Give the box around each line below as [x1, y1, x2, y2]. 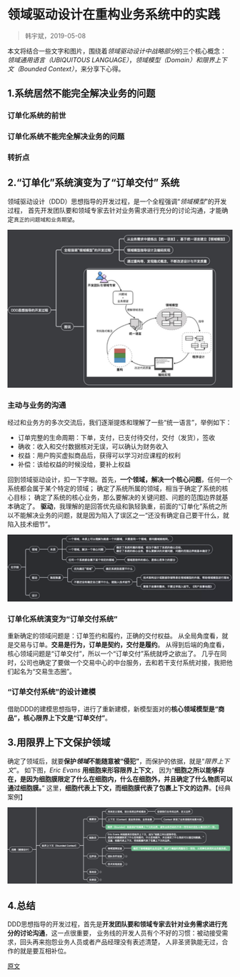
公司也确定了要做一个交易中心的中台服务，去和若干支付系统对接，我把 [19, 658, 226, 667]
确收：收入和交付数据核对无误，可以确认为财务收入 [17, 442, 169, 451]
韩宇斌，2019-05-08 [24, 31, 86, 40]
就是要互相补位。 [19, 947, 70, 956]
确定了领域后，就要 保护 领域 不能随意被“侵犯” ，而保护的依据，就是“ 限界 [7, 756, 218, 765]
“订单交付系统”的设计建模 [7, 687, 96, 697]
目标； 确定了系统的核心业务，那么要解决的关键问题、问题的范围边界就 [13, 493, 222, 501]
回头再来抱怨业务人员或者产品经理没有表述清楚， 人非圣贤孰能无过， [19, 938, 222, 946]
